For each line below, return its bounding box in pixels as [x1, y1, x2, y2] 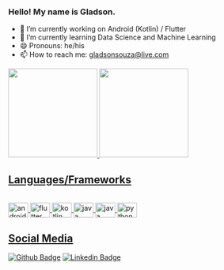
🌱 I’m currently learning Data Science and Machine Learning [19, 32, 216, 42]
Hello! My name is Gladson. [8, 6, 116, 17]
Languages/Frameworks [8, 173, 132, 186]
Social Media [8, 231, 74, 245]
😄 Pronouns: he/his [19, 41, 85, 51]
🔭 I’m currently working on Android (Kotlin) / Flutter [19, 24, 187, 34]
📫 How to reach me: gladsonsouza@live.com [19, 50, 169, 59]
